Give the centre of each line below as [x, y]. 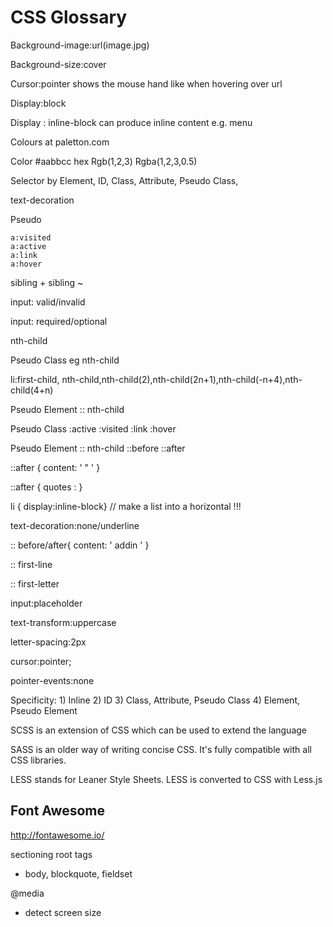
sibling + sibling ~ [47, 282]
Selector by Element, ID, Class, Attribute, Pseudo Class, [124, 180]
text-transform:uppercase [63, 622]
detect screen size [63, 912]
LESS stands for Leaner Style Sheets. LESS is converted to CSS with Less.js [166, 779]
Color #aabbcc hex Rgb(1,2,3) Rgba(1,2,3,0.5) [104, 161]
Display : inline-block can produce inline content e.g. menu [131, 122]
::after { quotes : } [46, 487]
